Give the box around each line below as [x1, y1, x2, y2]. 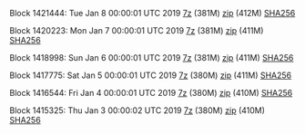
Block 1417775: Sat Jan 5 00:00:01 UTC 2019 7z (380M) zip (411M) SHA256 [9, 70, 292, 81]
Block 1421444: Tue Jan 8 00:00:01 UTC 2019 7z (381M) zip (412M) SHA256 [9, 8, 296, 18]
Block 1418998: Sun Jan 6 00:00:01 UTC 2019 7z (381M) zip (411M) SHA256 [9, 53, 294, 62]
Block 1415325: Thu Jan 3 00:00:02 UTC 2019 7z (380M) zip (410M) [9, 105, 266, 116]
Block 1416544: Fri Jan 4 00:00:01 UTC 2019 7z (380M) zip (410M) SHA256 [9, 88, 293, 98]
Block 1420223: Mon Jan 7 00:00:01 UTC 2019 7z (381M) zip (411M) [9, 25, 264, 35]
